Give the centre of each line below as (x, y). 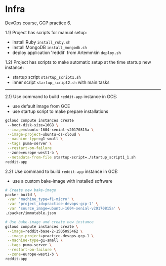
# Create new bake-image (31, 190)
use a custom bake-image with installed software (62, 181)
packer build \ (21, 195)
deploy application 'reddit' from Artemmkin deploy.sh (66, 53)
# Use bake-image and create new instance (49, 222)
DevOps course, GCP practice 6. (38, 23)
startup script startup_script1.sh (46, 77)
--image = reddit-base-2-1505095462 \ (45, 231)
